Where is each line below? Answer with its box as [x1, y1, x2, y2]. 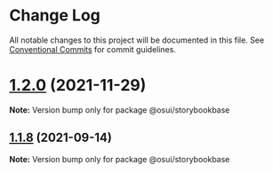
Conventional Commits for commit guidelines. [9, 43, 176, 54]
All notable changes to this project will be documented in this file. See [9, 35, 265, 45]
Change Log [9, 5, 100, 26]
